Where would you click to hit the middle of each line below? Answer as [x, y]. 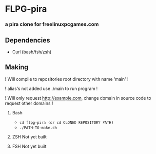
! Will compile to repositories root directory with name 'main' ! [67, 79]
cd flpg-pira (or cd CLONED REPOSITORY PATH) [66, 122]
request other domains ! [29, 103]
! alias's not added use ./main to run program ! [51, 88]
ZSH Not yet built [29, 137]
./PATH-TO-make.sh [38, 128]
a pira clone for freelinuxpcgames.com [52, 24]
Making [17, 67]
